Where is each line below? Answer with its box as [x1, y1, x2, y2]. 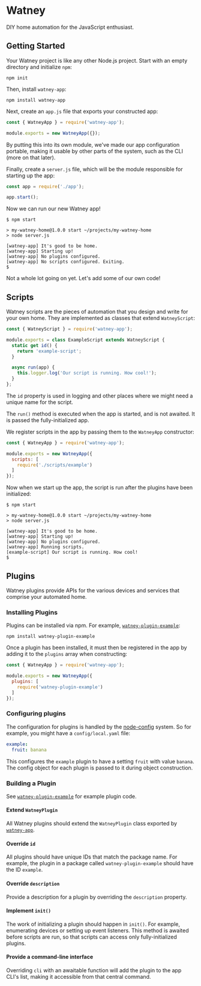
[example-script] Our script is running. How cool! [6, 550, 138, 556]
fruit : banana [11, 747, 47, 753]
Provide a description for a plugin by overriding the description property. [6, 893, 187, 901]
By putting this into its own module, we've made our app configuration [6, 141, 180, 148]
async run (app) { [11, 364, 55, 370]
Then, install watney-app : [6, 85, 67, 93]
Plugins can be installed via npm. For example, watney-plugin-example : [6, 622, 181, 629]
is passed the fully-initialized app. [6, 416, 89, 424]
